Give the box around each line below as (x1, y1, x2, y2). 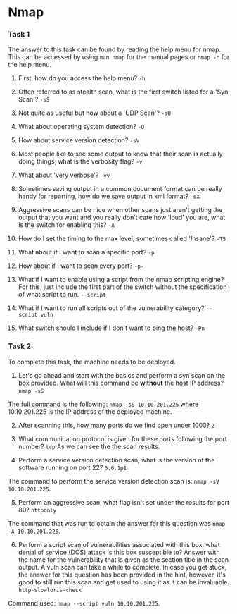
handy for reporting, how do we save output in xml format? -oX (18, 192, 200, 201)
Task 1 (8, 30, 30, 39)
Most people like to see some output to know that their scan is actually (18, 149, 224, 159)
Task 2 (8, 341, 32, 351)
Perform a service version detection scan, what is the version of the (18, 455, 215, 464)
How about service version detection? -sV (18, 136, 140, 145)
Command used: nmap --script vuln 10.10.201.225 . (8, 598, 160, 607)
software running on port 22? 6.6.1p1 (18, 463, 127, 472)
